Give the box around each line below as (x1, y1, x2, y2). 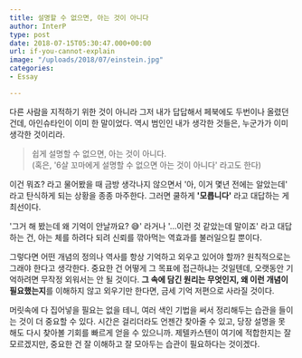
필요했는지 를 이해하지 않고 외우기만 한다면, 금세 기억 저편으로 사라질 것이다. (9, 285, 275, 295)
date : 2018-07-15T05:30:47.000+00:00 (9, 38, 152, 48)
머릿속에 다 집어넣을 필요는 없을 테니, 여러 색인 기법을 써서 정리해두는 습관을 (9, 305, 278, 315)
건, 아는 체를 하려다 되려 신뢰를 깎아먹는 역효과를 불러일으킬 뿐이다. (25, 232, 262, 243)
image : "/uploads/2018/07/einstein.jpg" (9, 55, 165, 64)
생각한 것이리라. (9, 129, 66, 140)
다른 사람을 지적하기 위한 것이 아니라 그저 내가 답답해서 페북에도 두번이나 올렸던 (9, 106, 289, 117)
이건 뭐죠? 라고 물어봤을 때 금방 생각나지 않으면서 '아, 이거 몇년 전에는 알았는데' (9, 179, 288, 189)
